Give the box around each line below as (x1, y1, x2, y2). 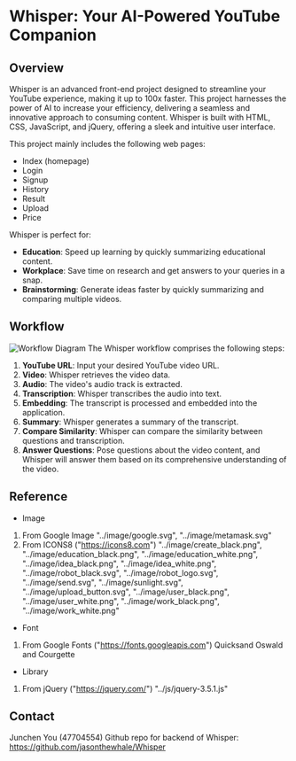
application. (21, 407, 66, 417)
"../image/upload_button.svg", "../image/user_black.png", (21, 586, 230, 597)
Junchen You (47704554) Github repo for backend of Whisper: (9, 733, 239, 743)
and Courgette (21, 648, 75, 659)
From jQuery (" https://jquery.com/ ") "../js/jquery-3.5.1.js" (21, 683, 229, 694)
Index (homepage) (21, 156, 90, 166)
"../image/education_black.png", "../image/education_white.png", (21, 548, 259, 559)
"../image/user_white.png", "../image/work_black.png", (21, 595, 220, 606)
